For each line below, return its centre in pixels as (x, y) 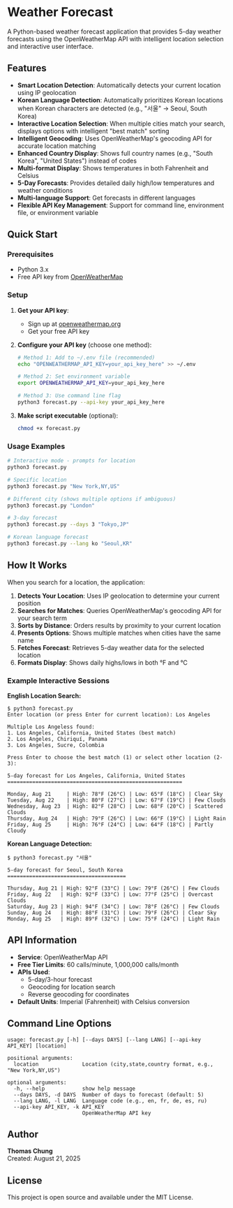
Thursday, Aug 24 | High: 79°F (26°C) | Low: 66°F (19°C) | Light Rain (117, 819)
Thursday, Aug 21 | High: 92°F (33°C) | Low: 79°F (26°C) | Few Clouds (113, 889)
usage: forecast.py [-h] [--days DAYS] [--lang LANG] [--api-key (104, 1040)
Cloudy (17, 831)
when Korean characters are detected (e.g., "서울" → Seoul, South (112, 108)
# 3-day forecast (32, 518)
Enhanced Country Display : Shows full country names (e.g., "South (115, 153)
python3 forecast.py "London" (51, 506)
